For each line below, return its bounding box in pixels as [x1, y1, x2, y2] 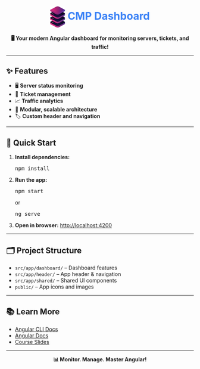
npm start [14, 188, 43, 195]
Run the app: [14, 176, 48, 184]
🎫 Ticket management [14, 91, 71, 98]
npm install [14, 165, 50, 172]
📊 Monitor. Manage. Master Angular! [53, 355, 147, 363]
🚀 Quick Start [6, 138, 57, 148]
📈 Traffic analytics [14, 97, 64, 104]
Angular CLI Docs [14, 325, 58, 333]
